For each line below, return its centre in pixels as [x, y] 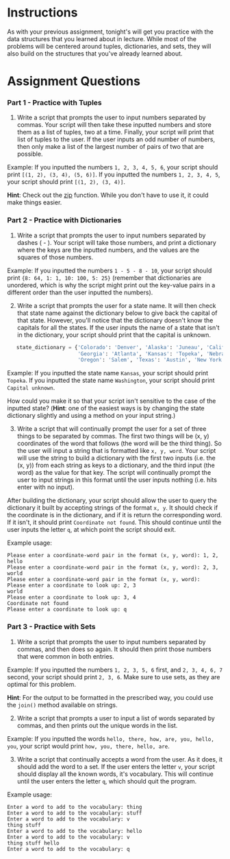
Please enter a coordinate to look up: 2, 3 [72, 586]
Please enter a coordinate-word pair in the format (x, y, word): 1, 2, [113, 556]
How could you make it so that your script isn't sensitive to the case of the [112, 401]
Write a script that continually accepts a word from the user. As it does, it [120, 759]
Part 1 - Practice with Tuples [55, 103]
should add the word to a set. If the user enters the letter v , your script [116, 766]
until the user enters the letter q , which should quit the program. [107, 781]
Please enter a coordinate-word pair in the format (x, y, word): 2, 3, [113, 567]
